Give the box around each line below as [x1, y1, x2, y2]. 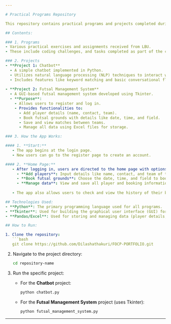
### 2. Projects [5, 58, 40, 64]
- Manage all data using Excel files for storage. [18, 124, 129, 130]
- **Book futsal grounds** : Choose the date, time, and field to [16, 176, 158, 181]
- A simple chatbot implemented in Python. [10, 67, 103, 73]
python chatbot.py [20, 289, 60, 295]
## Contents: [5, 30, 33, 36]
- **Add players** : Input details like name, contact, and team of [16, 171, 163, 177]
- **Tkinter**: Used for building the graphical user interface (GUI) [5, 209, 158, 214]
